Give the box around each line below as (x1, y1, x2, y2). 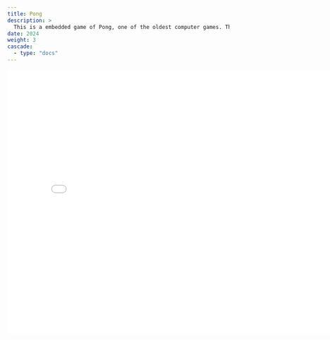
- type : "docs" (13, 50, 59, 57)
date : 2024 (7, 30, 39, 37)
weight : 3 (7, 37, 37, 44)
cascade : (7, 43, 33, 50)
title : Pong (7, 10, 42, 18)
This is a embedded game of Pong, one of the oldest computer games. (13, 23, 222, 30)
